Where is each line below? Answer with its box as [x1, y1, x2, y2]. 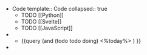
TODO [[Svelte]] [21, 18, 62, 25]
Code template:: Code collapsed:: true [12, 5, 108, 12]
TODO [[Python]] [21, 11, 64, 19]
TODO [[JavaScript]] [21, 24, 73, 31]
